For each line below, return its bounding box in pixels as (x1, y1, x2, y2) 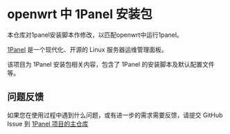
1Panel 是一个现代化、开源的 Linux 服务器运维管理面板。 (7, 45, 168, 53)
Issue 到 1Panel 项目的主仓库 (7, 119, 89, 128)
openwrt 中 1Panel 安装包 (7, 6, 152, 22)
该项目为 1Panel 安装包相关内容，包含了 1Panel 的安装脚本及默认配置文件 (7, 60, 215, 68)
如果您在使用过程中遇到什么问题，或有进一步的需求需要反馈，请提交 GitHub (7, 110, 223, 119)
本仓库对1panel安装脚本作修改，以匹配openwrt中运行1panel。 (7, 31, 184, 39)
